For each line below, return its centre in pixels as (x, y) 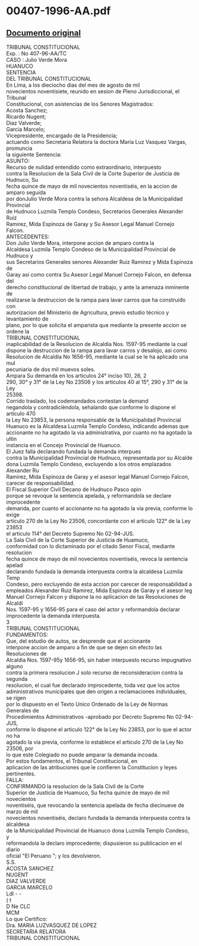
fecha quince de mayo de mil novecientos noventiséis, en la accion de (92, 186)
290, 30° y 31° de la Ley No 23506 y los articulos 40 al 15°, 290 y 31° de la (97, 382)
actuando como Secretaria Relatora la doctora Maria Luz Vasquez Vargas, (97, 142)
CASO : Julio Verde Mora (37, 60)
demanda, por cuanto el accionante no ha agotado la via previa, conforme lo (99, 508)
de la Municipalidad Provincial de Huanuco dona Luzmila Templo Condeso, (98, 830)
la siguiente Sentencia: (34, 155)
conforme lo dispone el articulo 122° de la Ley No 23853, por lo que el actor (99, 729)
